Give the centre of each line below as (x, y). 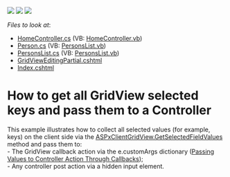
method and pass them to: (45, 144)
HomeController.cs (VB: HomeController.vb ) (80, 38)
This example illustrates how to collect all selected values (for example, (109, 129)
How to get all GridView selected (103, 96)
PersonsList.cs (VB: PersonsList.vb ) (68, 53)
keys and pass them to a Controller (109, 110)
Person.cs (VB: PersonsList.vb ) (61, 46)
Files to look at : (29, 25)
